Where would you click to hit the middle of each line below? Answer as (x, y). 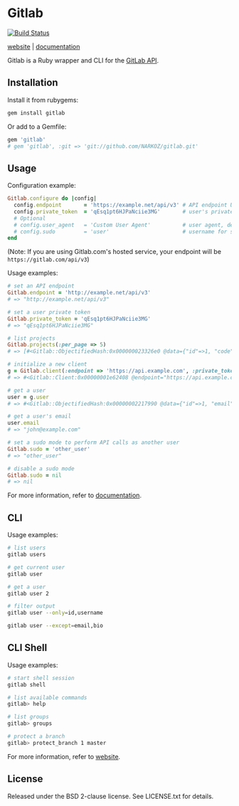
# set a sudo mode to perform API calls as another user (94, 442)
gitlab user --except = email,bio (55, 626)
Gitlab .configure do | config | (52, 198)
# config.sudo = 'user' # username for (121, 232)
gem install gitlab (36, 113)
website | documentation (44, 46)
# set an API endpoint (41, 286)
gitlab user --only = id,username (55, 613)
